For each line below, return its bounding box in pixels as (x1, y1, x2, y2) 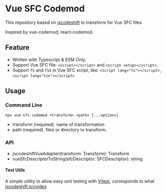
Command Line (5, 102, 43, 109)
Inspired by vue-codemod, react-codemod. (5, 29, 94, 35)
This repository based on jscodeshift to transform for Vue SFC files (5, 19, 142, 25)
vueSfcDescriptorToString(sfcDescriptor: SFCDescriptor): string (12, 156, 143, 162)
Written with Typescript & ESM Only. (12, 57, 87, 63)
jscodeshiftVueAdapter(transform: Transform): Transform (12, 150, 130, 156)
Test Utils (5, 167, 25, 173)
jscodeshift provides (5, 183, 47, 189)
